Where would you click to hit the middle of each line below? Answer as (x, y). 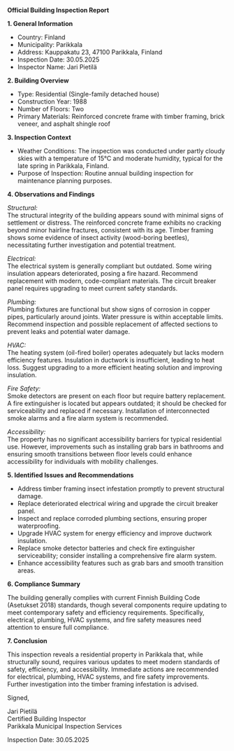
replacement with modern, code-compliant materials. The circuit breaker (112, 281)
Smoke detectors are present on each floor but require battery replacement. (117, 396)
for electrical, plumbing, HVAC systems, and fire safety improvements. (108, 677)
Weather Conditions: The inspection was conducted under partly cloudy (121, 151)
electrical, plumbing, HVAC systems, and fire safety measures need (104, 620)
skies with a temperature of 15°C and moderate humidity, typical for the (120, 158)
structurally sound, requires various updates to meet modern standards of (114, 662)
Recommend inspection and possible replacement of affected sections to (112, 324)
